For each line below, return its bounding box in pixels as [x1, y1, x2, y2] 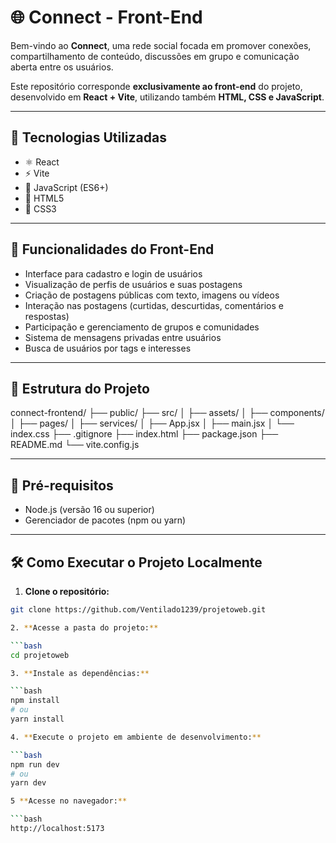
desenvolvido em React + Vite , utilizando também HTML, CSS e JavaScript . [10, 91, 325, 103]
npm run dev [10, 759, 60, 770]
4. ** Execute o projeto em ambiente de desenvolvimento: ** [10, 732, 262, 742]
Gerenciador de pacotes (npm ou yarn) [24, 514, 187, 526]
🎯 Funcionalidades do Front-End [10, 241, 215, 258]
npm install [10, 696, 60, 706]
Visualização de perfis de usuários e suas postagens [24, 278, 243, 290]
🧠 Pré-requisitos [10, 477, 114, 494]
